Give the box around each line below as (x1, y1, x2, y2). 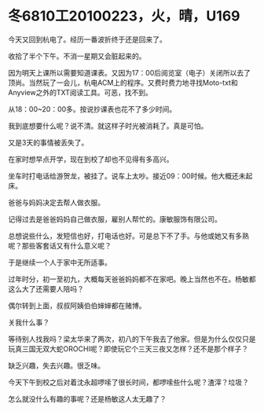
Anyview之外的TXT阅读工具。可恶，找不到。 (8, 87, 153, 97)
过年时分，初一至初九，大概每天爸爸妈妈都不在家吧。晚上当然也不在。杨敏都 (8, 274, 256, 284)
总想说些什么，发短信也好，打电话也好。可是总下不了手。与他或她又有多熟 (8, 231, 249, 240)
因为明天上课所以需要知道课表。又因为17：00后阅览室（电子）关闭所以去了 (8, 68, 251, 77)
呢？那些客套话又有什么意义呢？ (8, 240, 112, 250)
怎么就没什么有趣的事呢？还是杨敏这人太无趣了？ (8, 394, 167, 403)
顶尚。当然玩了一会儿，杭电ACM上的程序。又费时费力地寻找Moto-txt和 (8, 78, 238, 87)
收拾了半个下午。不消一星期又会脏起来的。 (8, 51, 146, 61)
